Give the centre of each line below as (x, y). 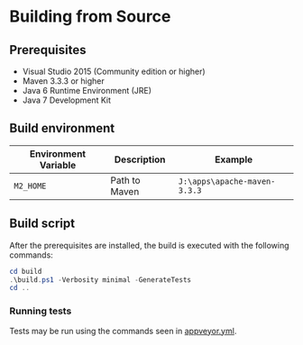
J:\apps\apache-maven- (227, 181)
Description (140, 159)
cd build (26, 271)
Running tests (41, 311)
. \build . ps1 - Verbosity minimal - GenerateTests (101, 280)
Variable (58, 165)
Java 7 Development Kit (66, 100)
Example (234, 159)
